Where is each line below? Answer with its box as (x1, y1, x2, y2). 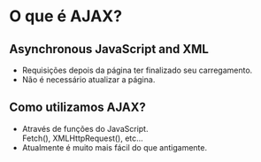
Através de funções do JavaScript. (21, 123, 149, 134)
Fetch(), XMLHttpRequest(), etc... (21, 133, 143, 143)
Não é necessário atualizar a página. (21, 74, 156, 85)
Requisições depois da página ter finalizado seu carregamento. (21, 65, 253, 75)
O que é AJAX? (9, 6, 122, 27)
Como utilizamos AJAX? (9, 100, 146, 115)
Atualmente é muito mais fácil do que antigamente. (21, 142, 208, 152)
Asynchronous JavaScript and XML (9, 42, 210, 57)
